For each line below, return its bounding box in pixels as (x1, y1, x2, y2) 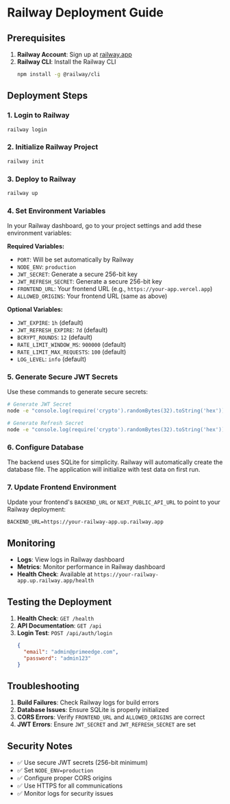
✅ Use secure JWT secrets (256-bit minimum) (16, 759, 149, 767)
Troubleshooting (7, 680, 80, 691)
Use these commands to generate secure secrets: (7, 388, 149, 396)
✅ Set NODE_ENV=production (16, 766, 94, 774)
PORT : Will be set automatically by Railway (16, 255, 134, 264)
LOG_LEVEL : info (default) (16, 355, 87, 363)
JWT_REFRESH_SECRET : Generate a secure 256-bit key (16, 277, 162, 286)
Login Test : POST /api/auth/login (16, 629, 113, 637)
